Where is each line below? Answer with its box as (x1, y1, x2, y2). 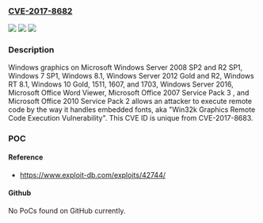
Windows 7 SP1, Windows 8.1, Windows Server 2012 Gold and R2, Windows (8, 71, 255, 80)
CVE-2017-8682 (8, 6, 73, 17)
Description (8, 44, 55, 56)
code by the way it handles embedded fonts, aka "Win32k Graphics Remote (8, 105, 256, 114)
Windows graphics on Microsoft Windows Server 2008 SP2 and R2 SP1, (8, 62, 243, 72)
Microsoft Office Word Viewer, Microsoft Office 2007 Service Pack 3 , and (8, 87, 250, 97)
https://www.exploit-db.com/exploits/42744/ (19, 170, 166, 179)
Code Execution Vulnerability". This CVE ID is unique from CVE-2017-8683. (8, 113, 253, 122)
